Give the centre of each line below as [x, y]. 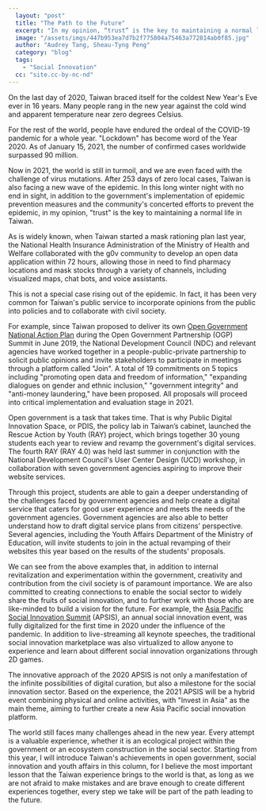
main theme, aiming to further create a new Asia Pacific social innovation [127, 709]
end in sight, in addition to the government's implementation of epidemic [127, 195]
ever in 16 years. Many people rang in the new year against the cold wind [127, 106]
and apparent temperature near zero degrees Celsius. [96, 114]
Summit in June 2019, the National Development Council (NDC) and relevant [132, 343]
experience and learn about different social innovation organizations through [133, 651]
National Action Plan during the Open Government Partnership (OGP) [121, 334]
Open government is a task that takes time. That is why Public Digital [120, 417]
